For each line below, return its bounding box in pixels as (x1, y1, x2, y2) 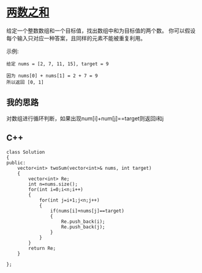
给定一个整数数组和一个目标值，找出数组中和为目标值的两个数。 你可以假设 (6, 27, 196, 34)
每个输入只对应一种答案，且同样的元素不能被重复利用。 (6, 34, 146, 42)
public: (6, 159, 26, 166)
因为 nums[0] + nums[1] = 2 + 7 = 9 (6, 73, 98, 79)
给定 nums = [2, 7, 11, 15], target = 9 (6, 60, 109, 67)
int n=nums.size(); (28, 181, 78, 187)
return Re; (28, 245, 56, 251)
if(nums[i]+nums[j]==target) (50, 208, 124, 214)
